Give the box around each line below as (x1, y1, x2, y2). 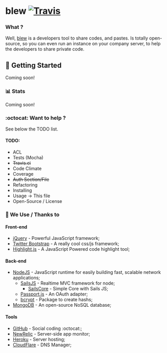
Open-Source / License (12, 198, 62, 205)
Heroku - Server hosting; (12, 336, 66, 342)
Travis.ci (12, 160, 31, 166)
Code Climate (12, 165, 42, 172)
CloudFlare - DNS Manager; (12, 342, 72, 348)
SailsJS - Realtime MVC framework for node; (20, 280, 115, 286)
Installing (12, 188, 32, 194)
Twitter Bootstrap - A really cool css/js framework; (12, 240, 119, 247)
